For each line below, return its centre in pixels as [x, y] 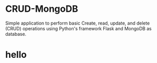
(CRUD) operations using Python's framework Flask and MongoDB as [78, 28]
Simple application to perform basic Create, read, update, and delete [77, 23]
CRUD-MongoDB [42, 9]
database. [16, 34]
